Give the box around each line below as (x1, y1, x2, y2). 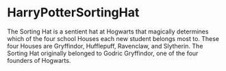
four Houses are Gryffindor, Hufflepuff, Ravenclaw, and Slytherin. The (7, 42, 203, 50)
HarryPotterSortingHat (7, 5, 140, 20)
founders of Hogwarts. (7, 56, 71, 64)
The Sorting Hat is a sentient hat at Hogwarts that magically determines (7, 27, 209, 35)
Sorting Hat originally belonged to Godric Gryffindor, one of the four (7, 49, 199, 57)
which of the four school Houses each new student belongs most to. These (7, 34, 220, 42)
